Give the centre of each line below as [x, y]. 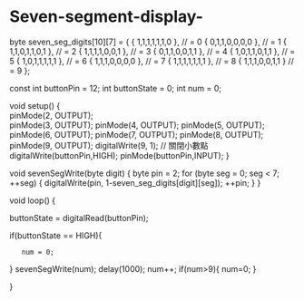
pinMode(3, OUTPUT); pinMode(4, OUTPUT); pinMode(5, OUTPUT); [137, 125]
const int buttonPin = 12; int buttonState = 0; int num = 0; [116, 88]
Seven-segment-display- [107, 17]
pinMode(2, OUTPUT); [51, 115]
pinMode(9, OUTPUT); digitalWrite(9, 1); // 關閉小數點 [109, 145]
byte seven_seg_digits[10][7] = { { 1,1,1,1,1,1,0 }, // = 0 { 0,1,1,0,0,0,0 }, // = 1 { [148, 42]
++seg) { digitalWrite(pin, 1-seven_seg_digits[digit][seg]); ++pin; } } [135, 182]
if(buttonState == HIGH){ [56, 235]
